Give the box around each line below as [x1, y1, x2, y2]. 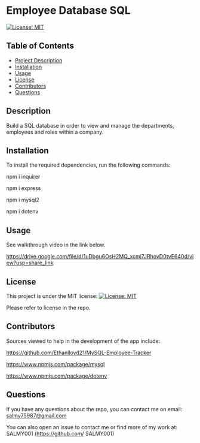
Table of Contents [6, 41, 75, 51]
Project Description [14, 56, 63, 64]
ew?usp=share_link [6, 259, 54, 267]
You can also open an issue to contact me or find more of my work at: [6, 423, 178, 430]
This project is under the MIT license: [6, 293, 98, 300]
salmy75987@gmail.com [6, 412, 67, 419]
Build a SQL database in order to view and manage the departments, [6, 122, 174, 129]
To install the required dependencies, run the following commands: [6, 161, 171, 168]
